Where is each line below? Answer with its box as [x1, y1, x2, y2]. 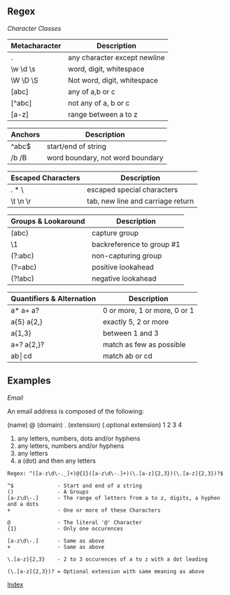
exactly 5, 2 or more [102, 316, 169, 326]
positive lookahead [92, 262, 154, 272]
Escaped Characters [10, 173, 80, 183]
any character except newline [68, 52, 166, 62]
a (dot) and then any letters [17, 456, 96, 465]
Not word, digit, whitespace [68, 75, 159, 85]
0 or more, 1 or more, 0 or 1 [102, 305, 194, 315]
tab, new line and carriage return [87, 196, 194, 206]
